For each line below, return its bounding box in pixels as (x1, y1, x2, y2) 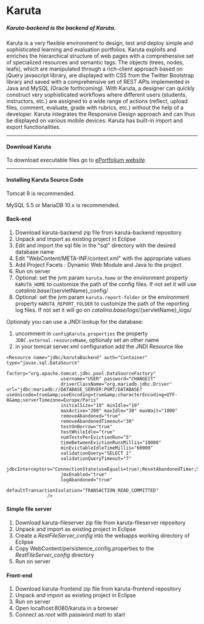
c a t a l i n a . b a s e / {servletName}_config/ (15, 287, 108, 294)
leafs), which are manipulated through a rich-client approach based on (6, 65, 183, 73)
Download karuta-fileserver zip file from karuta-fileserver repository (15, 519, 186, 526)
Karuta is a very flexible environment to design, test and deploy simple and (6, 39, 193, 47)
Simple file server (6, 506, 52, 513)
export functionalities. (6, 123, 61, 131)
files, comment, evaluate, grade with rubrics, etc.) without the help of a (6, 104, 184, 111)
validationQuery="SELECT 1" (60, 450, 132, 456)
